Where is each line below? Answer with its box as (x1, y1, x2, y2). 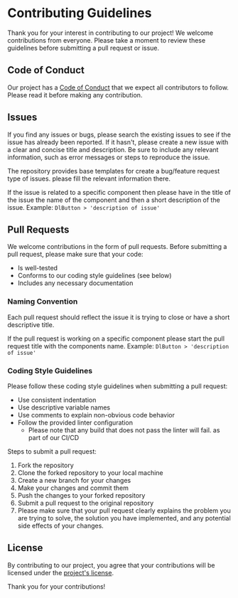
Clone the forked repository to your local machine (17, 468, 163, 477)
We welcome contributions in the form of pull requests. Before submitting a (7, 242, 227, 251)
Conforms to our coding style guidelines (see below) (17, 272, 172, 280)
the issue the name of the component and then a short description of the (7, 196, 220, 204)
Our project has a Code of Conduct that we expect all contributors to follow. (7, 83, 229, 92)
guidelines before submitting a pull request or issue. (7, 43, 160, 52)
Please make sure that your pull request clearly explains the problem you (17, 506, 231, 515)
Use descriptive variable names (17, 403, 111, 412)
